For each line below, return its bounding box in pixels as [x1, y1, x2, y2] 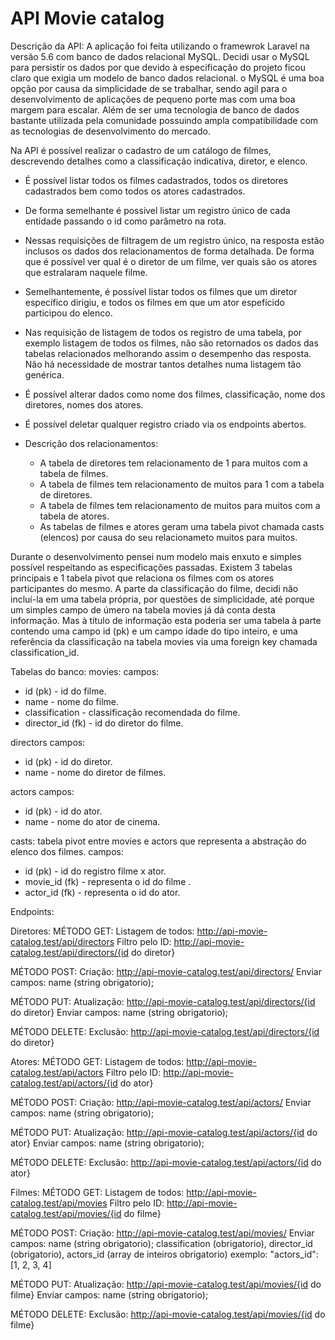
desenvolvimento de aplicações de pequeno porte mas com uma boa [10, 93, 296, 105]
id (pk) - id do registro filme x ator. [24, 865, 167, 877]
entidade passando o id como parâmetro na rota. [24, 215, 227, 227]
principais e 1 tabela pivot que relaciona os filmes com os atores [10, 572, 275, 584]
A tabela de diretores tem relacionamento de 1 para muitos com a [39, 457, 308, 469]
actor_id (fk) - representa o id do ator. [24, 886, 181, 898]
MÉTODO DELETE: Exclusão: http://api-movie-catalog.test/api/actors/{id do [10, 1156, 322, 1168]
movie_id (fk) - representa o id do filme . [24, 875, 192, 887]
